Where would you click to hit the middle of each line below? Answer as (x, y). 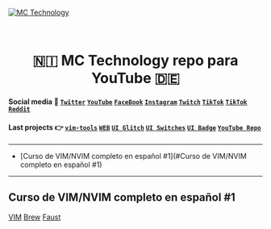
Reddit (19, 109)
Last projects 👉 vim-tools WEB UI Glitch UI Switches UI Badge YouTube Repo (135, 127)
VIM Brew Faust (35, 217)
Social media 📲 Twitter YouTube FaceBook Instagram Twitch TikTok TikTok (128, 102)
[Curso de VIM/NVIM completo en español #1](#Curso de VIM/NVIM (133, 156)
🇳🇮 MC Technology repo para (135, 61)
